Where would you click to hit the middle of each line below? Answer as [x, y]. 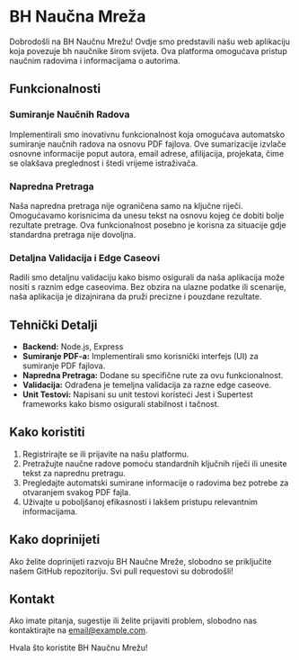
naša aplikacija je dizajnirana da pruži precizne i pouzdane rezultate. [136, 297]
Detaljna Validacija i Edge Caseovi [84, 258]
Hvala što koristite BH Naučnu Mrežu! [79, 648]
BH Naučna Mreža [78, 17]
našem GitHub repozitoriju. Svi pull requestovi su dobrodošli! [121, 571]
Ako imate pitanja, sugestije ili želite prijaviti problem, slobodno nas [133, 621]
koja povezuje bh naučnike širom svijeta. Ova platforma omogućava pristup [148, 50]
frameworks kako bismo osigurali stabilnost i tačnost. [121, 404]
